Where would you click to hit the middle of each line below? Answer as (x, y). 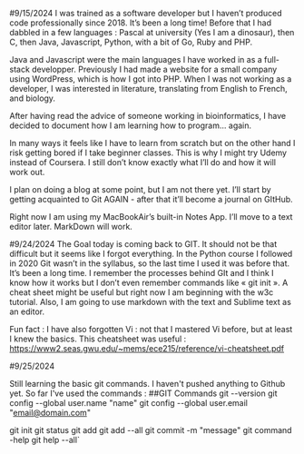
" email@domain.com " (50, 413)
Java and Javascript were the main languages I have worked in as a (136, 59)
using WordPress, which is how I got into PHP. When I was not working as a (151, 79)
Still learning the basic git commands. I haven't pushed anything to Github (147, 384)
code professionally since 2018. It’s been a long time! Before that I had (141, 23)
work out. (27, 172)
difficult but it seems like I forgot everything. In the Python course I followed (151, 254)
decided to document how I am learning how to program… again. (131, 125)
